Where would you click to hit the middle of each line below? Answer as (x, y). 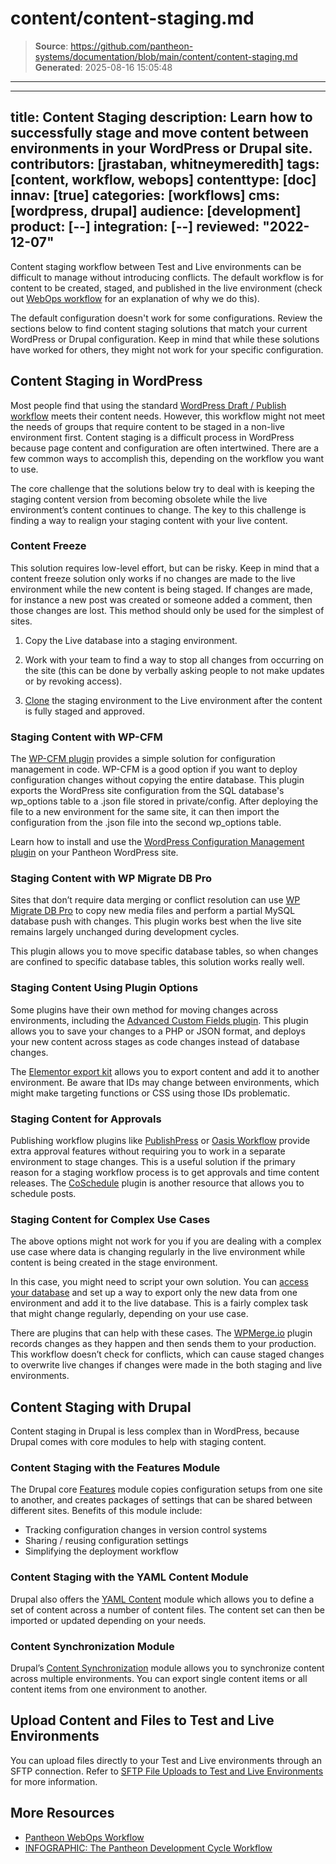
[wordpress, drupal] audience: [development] (156, 211)
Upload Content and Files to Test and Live (142, 1720)
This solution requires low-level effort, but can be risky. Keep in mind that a (165, 568)
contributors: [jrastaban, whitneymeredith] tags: (165, 164)
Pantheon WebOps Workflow (84, 1837)
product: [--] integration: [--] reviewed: (135, 227)
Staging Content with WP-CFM (86, 737)
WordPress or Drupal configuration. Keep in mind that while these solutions (165, 339)
